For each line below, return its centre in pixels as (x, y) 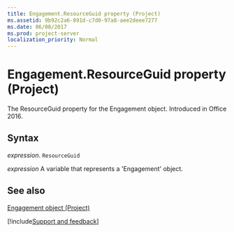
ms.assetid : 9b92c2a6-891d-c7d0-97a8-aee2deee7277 (82, 20)
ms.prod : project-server (43, 33)
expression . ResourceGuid (44, 155)
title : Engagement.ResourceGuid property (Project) (84, 14)
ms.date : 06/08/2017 (37, 27)
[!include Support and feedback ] (53, 221)
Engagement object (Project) (49, 207)
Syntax (23, 138)
